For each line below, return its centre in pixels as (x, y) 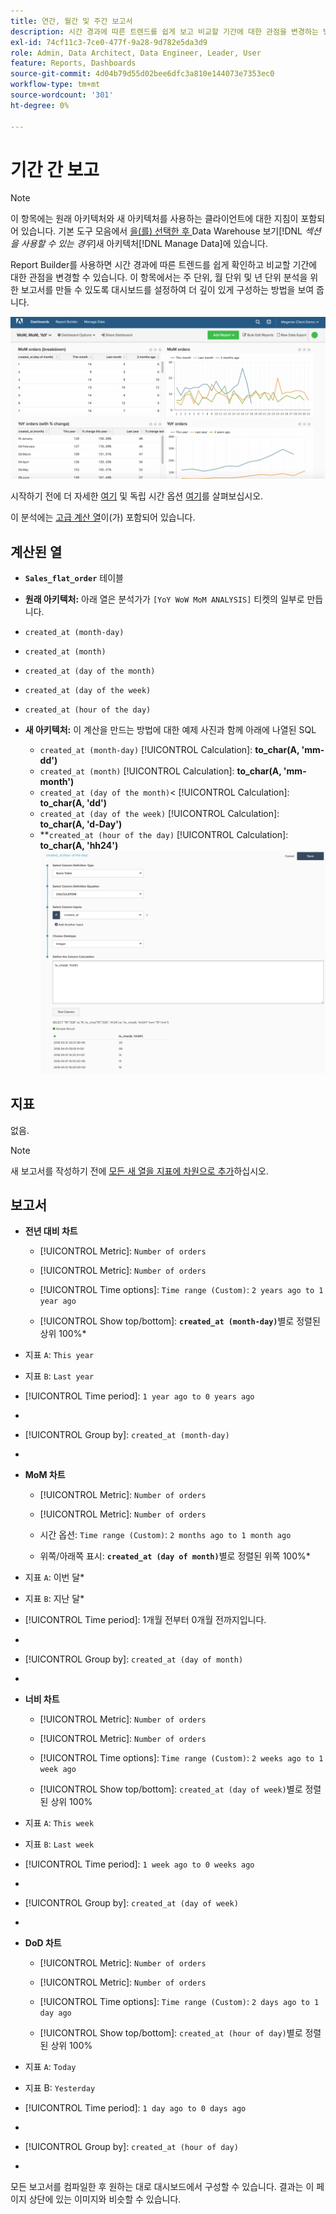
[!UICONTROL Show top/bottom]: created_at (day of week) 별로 (171, 1789)
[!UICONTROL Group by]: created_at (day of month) (134, 1659)
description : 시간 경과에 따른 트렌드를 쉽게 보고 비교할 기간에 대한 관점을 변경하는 (164, 31)
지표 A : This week (59, 1823)
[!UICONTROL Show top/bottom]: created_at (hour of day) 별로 (171, 2033)
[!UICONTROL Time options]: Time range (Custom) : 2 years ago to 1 (181, 1290)
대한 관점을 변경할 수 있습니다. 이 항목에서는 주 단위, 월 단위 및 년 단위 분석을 (159, 277)
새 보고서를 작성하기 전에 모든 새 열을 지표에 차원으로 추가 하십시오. (140, 1171)
